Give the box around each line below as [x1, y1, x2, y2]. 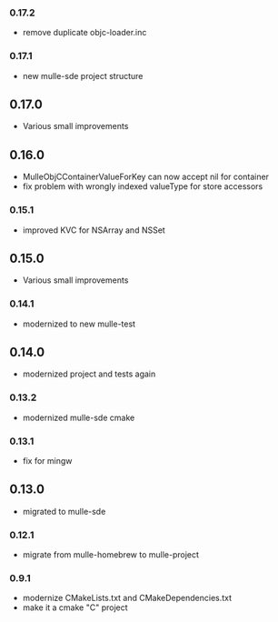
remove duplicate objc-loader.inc [22, 27, 147, 38]
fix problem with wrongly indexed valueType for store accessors [22, 181, 263, 192]
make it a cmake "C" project [22, 602, 129, 613]
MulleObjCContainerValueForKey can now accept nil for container [22, 171, 270, 183]
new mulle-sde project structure [22, 70, 144, 81]
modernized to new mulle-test [22, 318, 136, 329]
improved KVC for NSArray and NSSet [22, 225, 165, 236]
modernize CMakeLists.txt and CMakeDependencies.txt [22, 593, 233, 604]
